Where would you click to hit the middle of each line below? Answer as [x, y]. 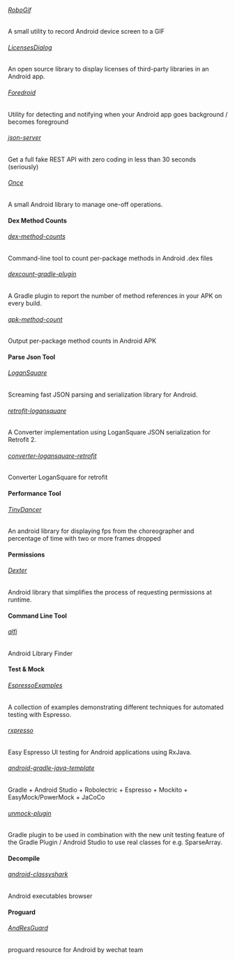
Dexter [17, 571]
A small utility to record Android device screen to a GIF [86, 31]
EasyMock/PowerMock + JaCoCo [56, 797]
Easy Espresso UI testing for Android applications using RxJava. [100, 752]
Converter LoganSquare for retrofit [58, 477]
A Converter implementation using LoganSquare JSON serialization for [109, 432]
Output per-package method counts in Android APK [82, 341]
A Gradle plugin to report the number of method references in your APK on [115, 296]
